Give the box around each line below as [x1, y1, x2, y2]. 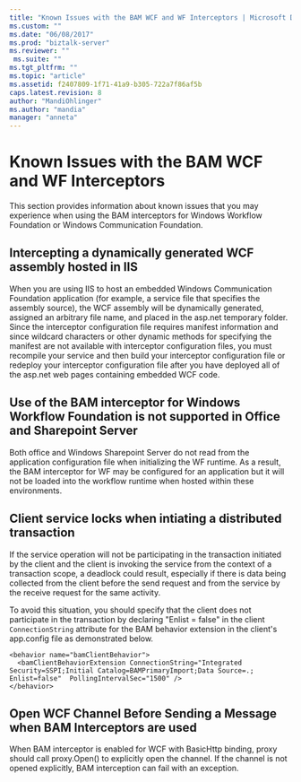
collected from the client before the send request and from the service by [9, 578, 280, 588]
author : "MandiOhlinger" [9, 96, 102, 106]
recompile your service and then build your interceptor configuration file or [9, 350, 286, 361]
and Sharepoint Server [9, 423, 139, 439]
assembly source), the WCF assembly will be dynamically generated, [9, 302, 264, 313]
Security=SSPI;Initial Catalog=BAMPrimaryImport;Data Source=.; [9, 665, 254, 675]
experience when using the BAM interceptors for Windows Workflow [9, 210, 262, 221]
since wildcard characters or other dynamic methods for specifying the [9, 331, 272, 342]
